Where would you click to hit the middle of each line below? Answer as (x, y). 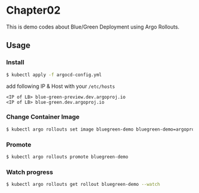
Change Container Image (43, 117)
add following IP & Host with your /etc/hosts (61, 86)
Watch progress (30, 172)
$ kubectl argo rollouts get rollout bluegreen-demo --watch (83, 185)
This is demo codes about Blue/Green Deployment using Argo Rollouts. (93, 27)
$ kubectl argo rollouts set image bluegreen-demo (70, 129)
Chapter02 (33, 10)
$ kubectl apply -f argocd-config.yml (54, 75)
